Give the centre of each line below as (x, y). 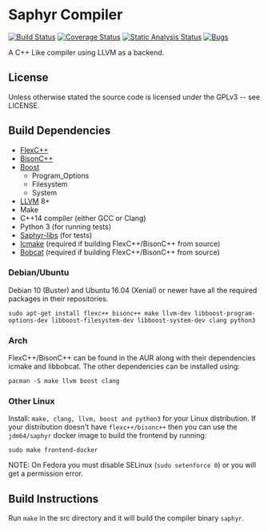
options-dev (28, 320)
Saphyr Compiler (66, 15)
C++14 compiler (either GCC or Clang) (83, 218)
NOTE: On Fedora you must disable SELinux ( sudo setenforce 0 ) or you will (132, 465)
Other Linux (32, 401)
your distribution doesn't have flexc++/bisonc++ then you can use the (123, 427)
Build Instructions (54, 499)
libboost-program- (225, 313)
